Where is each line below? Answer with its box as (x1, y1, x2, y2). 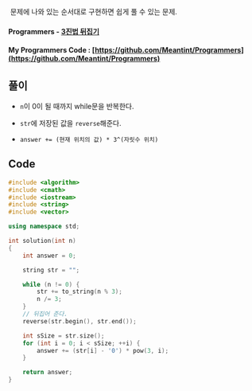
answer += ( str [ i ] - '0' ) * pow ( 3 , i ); (37, 346, 169, 354)
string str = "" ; (22, 266, 80, 274)
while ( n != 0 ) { (22, 280, 80, 288)
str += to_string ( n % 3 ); (37, 287, 123, 296)
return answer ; (22, 369, 73, 377)
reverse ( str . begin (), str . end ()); (22, 317, 137, 325)
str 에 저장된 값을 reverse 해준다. (19, 119, 122, 127)
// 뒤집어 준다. (22, 310, 68, 319)
